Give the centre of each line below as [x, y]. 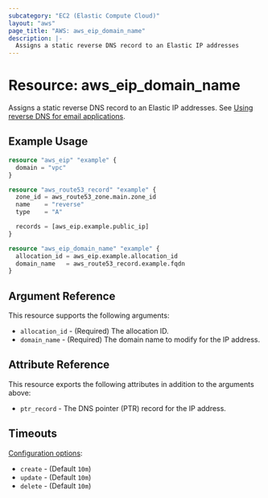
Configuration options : [45, 453]
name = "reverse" [50, 205]
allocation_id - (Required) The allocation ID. [94, 331]
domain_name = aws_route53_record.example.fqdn [100, 263]
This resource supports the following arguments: [89, 315]
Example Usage [48, 142]
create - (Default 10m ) [56, 468]
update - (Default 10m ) [56, 477]
